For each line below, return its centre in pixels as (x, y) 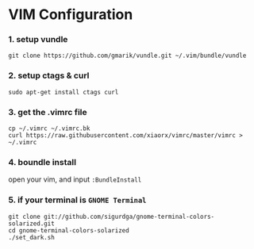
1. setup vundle (38, 40)
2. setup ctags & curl (49, 75)
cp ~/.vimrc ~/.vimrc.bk (49, 128)
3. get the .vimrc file (48, 112)
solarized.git (32, 224)
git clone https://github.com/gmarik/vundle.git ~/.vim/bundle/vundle (127, 56)
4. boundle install (42, 162)
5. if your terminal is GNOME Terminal (77, 200)
